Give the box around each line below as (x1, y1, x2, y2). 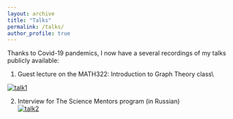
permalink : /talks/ (7, 23, 65, 30)
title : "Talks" (7, 17, 52, 24)
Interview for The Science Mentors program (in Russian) (17, 97, 180, 106)
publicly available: (7, 57, 60, 65)
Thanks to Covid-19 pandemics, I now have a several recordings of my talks (7, 49, 227, 57)
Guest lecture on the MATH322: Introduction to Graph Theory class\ (17, 70, 214, 78)
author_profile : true (7, 29, 71, 37)
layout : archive (7, 10, 55, 17)
